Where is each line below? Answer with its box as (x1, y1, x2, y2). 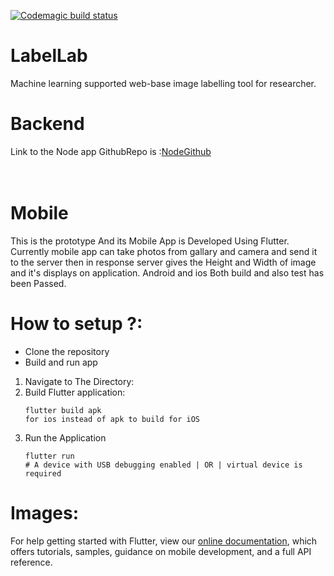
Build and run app (24, 356, 98, 368)
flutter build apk (24, 405, 102, 415)
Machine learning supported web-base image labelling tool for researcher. (10, 77, 317, 89)
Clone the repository (24, 345, 110, 357)
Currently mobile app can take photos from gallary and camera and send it (10, 245, 318, 257)
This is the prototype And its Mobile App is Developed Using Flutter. (10, 235, 290, 247)
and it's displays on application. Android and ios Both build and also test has (10, 266, 325, 279)
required (24, 468, 62, 479)
